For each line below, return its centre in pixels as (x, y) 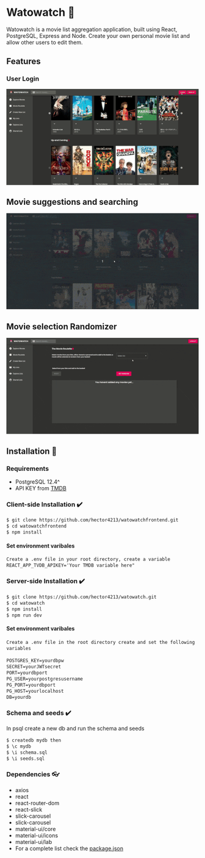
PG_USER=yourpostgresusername (45, 679)
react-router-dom (37, 803)
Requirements (28, 468)
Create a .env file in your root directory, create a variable (88, 559)
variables (19, 648)
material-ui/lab (34, 842)
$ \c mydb (19, 746)
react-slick (29, 809)
